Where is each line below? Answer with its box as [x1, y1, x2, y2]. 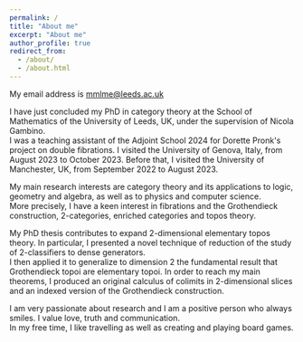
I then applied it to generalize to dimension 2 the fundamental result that [9, 256, 279, 267]
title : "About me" [9, 22, 79, 31]
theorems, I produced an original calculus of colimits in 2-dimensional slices [9, 275, 293, 286]
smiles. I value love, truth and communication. [9, 312, 181, 323]
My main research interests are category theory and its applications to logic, [9, 181, 294, 192]
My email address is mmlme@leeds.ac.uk [9, 88, 165, 100]
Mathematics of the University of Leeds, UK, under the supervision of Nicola [9, 115, 294, 127]
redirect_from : [9, 47, 67, 56]
